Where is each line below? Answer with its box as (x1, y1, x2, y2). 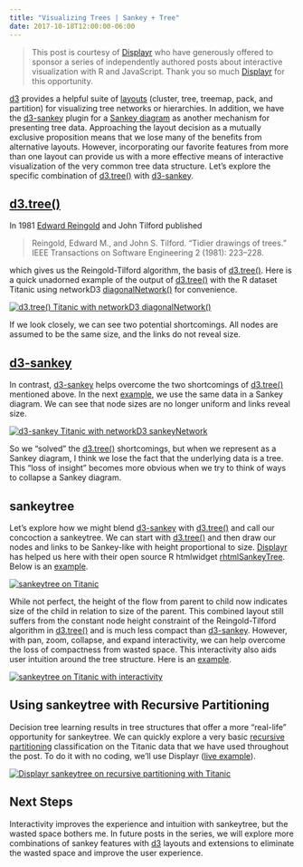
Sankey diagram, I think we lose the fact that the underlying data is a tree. (9, 453, 284, 464)
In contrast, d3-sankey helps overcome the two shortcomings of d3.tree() (9, 380, 284, 390)
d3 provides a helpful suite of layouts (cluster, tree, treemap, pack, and (9, 92, 273, 104)
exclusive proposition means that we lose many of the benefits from (9, 131, 262, 142)
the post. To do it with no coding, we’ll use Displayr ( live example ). (9, 750, 256, 761)
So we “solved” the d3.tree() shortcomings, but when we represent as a (9, 443, 277, 454)
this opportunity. (31, 75, 93, 86)
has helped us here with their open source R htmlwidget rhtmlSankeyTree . (9, 551, 286, 562)
